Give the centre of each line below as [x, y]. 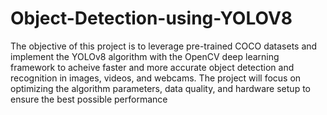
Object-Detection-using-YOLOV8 [151, 18]
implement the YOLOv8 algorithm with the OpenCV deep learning [145, 56]
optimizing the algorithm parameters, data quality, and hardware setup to [160, 88]
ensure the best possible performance [89, 99]
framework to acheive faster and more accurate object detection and [152, 67]
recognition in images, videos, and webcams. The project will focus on [156, 78]
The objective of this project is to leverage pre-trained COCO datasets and [164, 46]
